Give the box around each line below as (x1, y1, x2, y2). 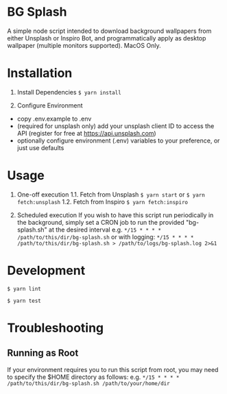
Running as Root (7, 347, 79, 359)
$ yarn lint (7, 285, 41, 292)
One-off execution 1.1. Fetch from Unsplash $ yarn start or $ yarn (16, 190, 206, 199)
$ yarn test (7, 297, 41, 304)
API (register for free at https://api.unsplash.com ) (16, 129, 156, 137)
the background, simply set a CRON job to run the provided (16, 218, 185, 226)
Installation (7, 66, 73, 81)
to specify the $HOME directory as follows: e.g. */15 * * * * (7, 373, 180, 381)
